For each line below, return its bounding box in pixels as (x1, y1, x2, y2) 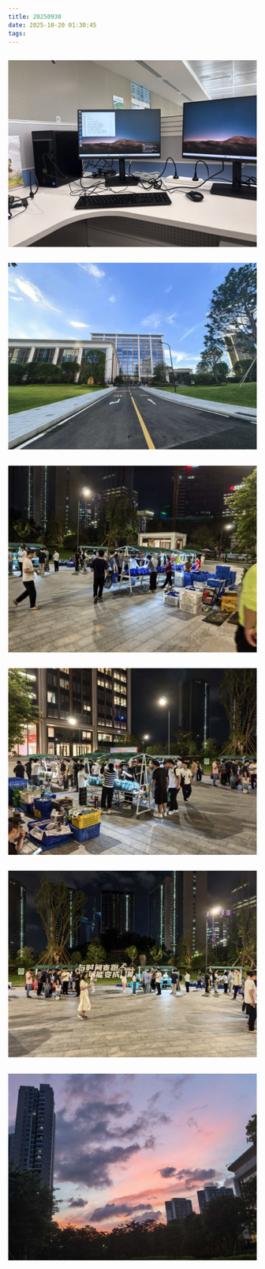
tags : (8, 29, 26, 37)
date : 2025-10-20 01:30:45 (8, 21, 97, 29)
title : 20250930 (8, 13, 62, 21)
